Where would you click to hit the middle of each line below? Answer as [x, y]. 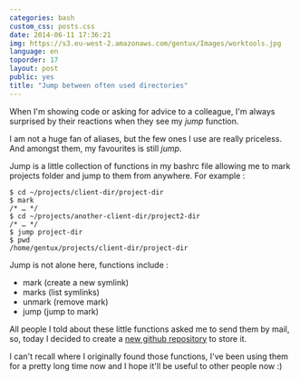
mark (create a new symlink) [76, 282]
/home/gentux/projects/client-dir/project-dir [99, 248]
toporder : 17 [34, 60]
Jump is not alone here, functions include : [89, 265]
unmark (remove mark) [65, 302]
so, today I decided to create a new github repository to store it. [128, 338]
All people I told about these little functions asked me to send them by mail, [150, 329]
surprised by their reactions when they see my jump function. [124, 121]
